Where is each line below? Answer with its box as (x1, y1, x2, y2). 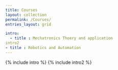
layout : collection (5, 12, 47, 17)
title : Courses (5, 7, 38, 13)
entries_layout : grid (5, 21, 52, 27)
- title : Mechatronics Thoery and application (10, 36, 113, 41)
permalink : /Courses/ (5, 17, 52, 22)
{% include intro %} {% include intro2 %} (5, 59, 92, 65)
